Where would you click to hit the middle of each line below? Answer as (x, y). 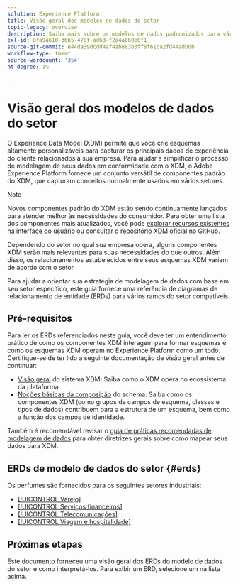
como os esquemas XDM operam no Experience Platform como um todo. (114, 351)
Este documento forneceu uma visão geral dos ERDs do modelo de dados (115, 561)
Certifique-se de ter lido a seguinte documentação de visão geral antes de (116, 358)
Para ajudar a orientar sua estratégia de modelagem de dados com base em (118, 281)
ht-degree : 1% (28, 67)
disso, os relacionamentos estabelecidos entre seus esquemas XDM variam (118, 259)
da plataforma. (39, 387)
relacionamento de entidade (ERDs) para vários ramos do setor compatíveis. (119, 296)
